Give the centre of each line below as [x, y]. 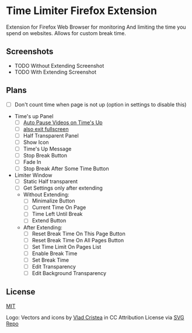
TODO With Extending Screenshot [55, 72]
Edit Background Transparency [69, 273]
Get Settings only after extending [63, 188]
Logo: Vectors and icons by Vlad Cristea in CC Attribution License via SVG [95, 317]
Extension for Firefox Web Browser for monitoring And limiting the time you [96, 27]
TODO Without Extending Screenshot [59, 66]
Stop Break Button [45, 155]
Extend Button [49, 221]
